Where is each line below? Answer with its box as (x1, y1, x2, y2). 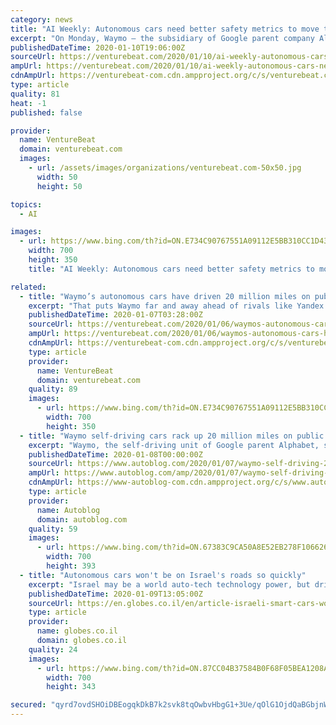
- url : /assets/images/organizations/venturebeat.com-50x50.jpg (28, 163, 302, 173)
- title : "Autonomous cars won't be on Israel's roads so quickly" (19, 570, 307, 580)
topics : (10, 199, 43, 210)
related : (10, 282, 47, 292)
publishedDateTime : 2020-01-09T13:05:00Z (28, 589, 203, 599)
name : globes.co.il (36, 626, 118, 636)
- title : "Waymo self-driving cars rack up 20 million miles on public (19, 431, 325, 441)
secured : (10, 700, 47, 710)
